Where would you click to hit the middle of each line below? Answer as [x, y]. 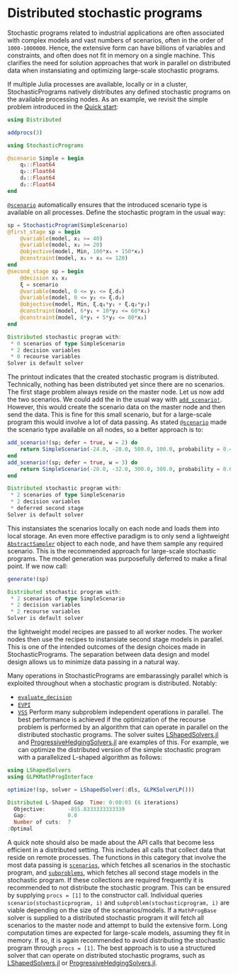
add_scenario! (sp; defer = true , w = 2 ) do [73, 443]
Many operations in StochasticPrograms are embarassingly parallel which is [118, 676]
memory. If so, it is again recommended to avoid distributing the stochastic [117, 941]
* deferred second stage [47, 509]
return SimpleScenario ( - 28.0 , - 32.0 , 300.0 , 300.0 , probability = [120, 469]
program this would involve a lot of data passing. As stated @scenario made [117, 422]
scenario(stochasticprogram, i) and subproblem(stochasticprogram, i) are [119, 903]
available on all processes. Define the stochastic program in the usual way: [117, 212]
